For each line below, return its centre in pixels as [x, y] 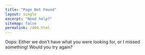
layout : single [21, 14]
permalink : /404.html [28, 28]
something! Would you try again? [39, 47]
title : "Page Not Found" [31, 10]
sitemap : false [21, 23]
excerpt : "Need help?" [29, 19]
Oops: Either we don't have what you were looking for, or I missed [73, 42]
